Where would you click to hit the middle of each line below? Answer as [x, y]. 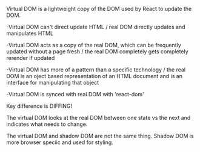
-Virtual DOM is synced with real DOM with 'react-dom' [75, 94]
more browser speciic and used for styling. [60, 142]
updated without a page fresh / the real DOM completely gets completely [98, 51]
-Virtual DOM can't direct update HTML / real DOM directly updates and [96, 27]
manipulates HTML [30, 33]
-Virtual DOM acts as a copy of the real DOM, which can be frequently [94, 45]
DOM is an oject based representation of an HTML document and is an [95, 76]
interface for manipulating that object [53, 82]
